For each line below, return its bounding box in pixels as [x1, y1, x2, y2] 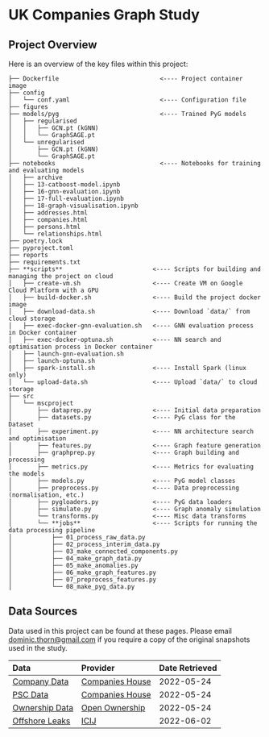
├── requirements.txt [8, 258, 81, 266]
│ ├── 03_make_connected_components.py [8, 548, 179, 556]
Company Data [12, 676, 69, 687]
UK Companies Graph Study [8, 6, 200, 24]
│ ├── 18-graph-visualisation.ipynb [8, 202, 139, 210]
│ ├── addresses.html [8, 209, 89, 217]
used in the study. [8, 643, 68, 652]
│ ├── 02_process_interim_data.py [8, 540, 160, 548]
